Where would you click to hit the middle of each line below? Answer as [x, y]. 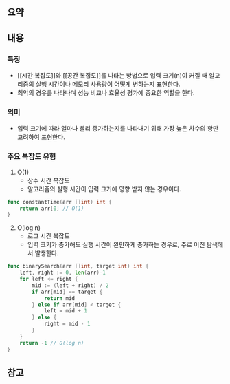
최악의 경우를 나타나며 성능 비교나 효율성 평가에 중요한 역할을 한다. [106, 93]
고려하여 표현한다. [41, 137]
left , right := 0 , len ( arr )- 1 [63, 273]
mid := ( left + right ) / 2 [70, 285]
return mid [59, 298]
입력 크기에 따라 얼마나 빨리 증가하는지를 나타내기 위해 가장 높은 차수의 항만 [118, 129]
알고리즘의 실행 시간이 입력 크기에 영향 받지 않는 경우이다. [104, 189]
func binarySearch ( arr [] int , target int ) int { [78, 266]
